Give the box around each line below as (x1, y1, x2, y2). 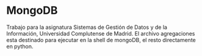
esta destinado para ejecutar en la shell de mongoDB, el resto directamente (6, 36, 197, 43)
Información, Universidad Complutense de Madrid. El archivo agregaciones (6, 30, 195, 37)
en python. (6, 43, 34, 50)
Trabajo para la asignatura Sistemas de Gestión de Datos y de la (6, 23, 168, 31)
